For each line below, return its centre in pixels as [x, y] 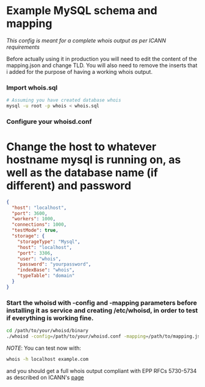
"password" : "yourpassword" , [54, 264]
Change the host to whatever [81, 147]
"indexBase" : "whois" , [46, 270]
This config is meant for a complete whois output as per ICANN [86, 40]
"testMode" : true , [35, 230]
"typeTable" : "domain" [46, 276]
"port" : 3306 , [35, 253]
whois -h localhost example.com [47, 359]
